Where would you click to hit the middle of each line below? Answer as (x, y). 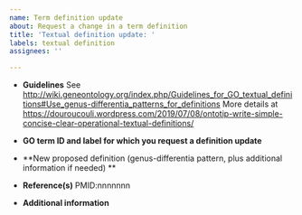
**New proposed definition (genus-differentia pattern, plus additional (152, 158)
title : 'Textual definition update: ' (82, 34)
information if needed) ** (69, 168)
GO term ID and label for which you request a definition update (142, 141)
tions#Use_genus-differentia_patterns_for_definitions (121, 104)
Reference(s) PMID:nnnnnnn (76, 185)
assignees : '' (36, 51)
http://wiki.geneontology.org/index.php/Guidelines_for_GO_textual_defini (157, 95)
